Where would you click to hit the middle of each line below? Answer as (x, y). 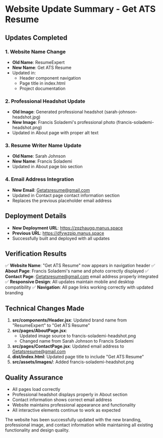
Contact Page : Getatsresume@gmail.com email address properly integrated (82, 277)
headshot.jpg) (26, 117)
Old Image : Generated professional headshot (58, 112)
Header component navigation (50, 78)
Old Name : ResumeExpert (38, 62)
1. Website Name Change (35, 52)
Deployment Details (36, 216)
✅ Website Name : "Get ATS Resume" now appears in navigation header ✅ (80, 265)
